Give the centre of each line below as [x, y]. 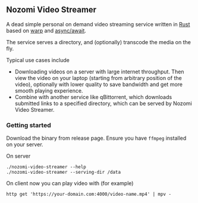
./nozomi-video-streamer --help [46, 167]
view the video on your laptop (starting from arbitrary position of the [98, 78]
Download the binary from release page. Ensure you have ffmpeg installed [96, 138]
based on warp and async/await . [46, 30]
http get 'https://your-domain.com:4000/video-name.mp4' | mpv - [89, 194]
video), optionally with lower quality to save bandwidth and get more [99, 84]
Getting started [29, 125]
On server [18, 156]
